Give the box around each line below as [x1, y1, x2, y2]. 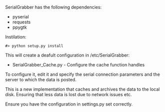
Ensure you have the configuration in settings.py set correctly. [5, 101, 133, 107]
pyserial [12, 14, 29, 19]
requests [12, 19, 31, 25]
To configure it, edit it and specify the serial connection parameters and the [5, 71, 161, 77]
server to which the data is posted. [5, 77, 77, 82]
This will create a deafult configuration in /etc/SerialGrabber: [5, 52, 130, 58]
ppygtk [12, 24, 27, 30]
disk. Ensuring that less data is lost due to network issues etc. [5, 92, 132, 97]
